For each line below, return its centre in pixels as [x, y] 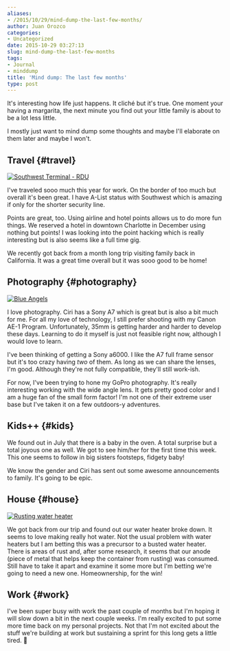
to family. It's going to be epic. [50, 478]
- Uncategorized [30, 39]
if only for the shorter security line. [56, 205]
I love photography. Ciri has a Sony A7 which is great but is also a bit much [113, 312]
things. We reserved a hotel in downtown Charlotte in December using [106, 225]
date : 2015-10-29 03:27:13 [46, 45]
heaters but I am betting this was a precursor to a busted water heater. [107, 544]
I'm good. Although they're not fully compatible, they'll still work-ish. [104, 369]
